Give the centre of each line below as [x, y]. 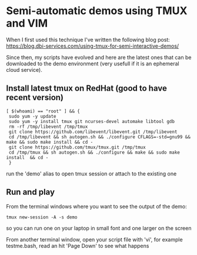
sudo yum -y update [33, 116]
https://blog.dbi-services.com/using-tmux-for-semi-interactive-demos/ [93, 46]
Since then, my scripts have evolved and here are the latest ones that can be [99, 57]
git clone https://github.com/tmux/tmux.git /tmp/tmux [77, 147]
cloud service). [24, 69]
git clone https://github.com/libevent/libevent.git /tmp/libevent [93, 132]
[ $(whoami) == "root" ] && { [43, 111]
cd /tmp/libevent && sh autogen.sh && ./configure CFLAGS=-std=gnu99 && [100, 137]
